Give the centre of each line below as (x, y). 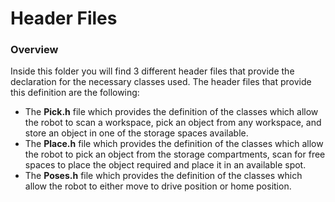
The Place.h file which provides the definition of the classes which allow (174, 144)
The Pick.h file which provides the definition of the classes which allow (171, 112)
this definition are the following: (75, 93)
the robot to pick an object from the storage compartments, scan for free (175, 154)
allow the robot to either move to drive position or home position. (158, 186)
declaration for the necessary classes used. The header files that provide (161, 82)
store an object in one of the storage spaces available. (136, 133)
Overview (34, 50)
